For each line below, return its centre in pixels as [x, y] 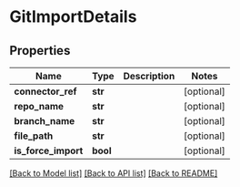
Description [149, 76]
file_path [34, 136]
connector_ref [45, 91]
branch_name [45, 121]
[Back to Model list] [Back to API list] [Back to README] [114, 173]
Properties [40, 51]
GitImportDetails [73, 17]
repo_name [39, 106]
